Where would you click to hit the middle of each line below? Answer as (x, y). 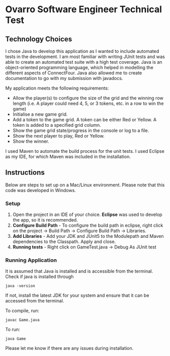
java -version (20, 286)
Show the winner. (31, 141)
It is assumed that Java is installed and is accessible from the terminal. (79, 271)
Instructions (25, 172)
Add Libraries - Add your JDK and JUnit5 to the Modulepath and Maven (88, 236)
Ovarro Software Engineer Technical (84, 9)
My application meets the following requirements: (57, 88)
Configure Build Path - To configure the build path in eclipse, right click (88, 226)
